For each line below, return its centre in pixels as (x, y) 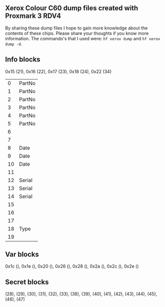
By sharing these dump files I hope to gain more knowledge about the (77, 28)
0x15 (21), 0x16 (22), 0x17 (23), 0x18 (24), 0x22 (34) (58, 71)
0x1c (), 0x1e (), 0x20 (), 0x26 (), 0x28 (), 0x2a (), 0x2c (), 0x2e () (72, 266)
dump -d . (14, 44)
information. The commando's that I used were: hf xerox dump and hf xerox (83, 38)
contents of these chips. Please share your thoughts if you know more (77, 33)
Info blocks (23, 59)
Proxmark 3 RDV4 (33, 16)
